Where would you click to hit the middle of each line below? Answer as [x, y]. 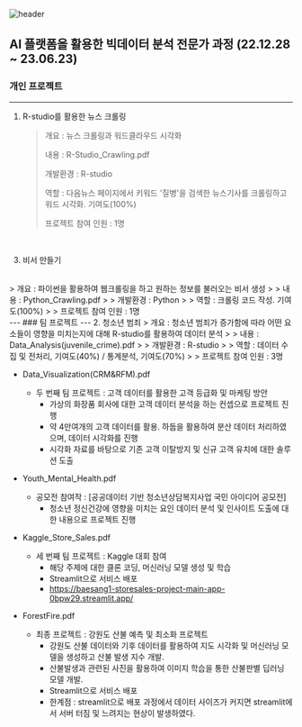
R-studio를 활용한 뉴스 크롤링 [74, 116]
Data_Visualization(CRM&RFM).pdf [86, 374]
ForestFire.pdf [49, 615]
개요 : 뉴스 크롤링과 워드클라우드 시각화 [113, 135]
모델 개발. [66, 679]
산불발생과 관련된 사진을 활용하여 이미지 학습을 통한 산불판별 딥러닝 [167, 668]
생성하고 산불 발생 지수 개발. [115, 657]
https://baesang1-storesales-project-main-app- [137, 588]
